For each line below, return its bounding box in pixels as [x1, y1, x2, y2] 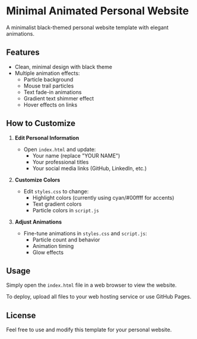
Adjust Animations [14, 218, 62, 225]
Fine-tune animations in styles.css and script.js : [23, 230, 147, 237]
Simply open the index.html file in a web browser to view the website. [6, 281, 177, 289]
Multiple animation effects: [14, 70, 80, 77]
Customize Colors [14, 176, 61, 183]
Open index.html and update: [23, 146, 96, 153]
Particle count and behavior [32, 236, 100, 243]
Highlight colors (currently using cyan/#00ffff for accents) [32, 194, 174, 201]
